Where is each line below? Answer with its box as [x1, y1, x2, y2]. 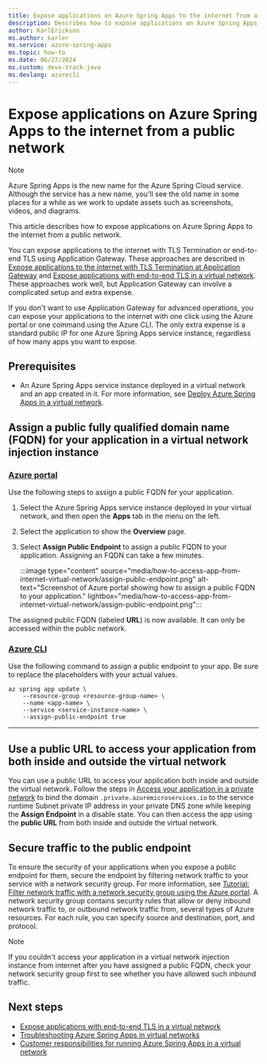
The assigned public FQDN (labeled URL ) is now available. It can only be [8, 615, 246, 625]
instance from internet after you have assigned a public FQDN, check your [8, 960, 252, 970]
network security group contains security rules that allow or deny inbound [8, 895, 251, 905]
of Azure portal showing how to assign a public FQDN [79, 583, 256, 592]
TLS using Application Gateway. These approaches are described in [22, 254, 245, 263]
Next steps [8, 1000, 64, 1014]
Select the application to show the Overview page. [19, 526, 187, 537]
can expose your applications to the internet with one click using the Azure [8, 311, 253, 320]
